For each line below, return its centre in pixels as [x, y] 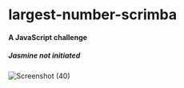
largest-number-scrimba [93, 15]
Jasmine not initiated [44, 56]
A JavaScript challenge [48, 37]
